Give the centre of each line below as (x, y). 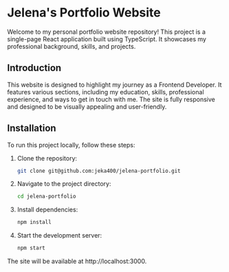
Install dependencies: (47, 210)
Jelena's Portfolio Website (84, 13)
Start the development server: (59, 236)
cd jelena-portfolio (46, 197)
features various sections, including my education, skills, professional (106, 92)
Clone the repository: (47, 158)
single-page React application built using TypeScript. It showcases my (107, 39)
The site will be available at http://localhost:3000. (77, 261)
